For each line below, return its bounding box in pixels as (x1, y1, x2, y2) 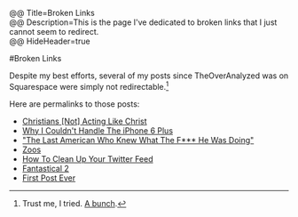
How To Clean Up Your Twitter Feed (21, 153, 153, 164)
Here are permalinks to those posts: (9, 98, 140, 109)
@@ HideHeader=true (9, 36, 90, 46)
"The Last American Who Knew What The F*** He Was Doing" (21, 134, 255, 145)
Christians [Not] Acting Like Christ (21, 116, 148, 126)
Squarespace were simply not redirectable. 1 (9, 80, 169, 92)
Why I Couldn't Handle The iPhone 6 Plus (21, 125, 174, 136)
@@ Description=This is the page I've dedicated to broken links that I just (9, 17, 278, 28)
